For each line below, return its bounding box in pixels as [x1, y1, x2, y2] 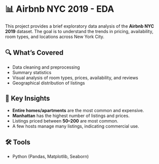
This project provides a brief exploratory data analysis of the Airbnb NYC [5, 23, 155, 29]
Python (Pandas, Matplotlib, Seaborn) [12, 154, 89, 160]
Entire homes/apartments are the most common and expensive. [12, 107, 144, 113]
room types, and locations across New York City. [5, 34, 105, 40]
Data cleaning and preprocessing [12, 64, 80, 70]
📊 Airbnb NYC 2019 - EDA [5, 3, 115, 15]
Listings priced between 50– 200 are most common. [12, 118, 119, 123]
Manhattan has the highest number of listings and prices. [12, 113, 130, 119]
